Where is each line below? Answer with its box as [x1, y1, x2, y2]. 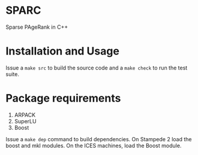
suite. [5, 70, 19, 78]
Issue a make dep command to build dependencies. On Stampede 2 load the [5, 135, 192, 142]
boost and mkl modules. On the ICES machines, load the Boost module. [5, 142, 182, 149]
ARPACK [14, 111, 36, 118]
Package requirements [5, 92, 121, 105]
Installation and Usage [5, 44, 119, 58]
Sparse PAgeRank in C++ [5, 23, 68, 31]
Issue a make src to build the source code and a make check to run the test [5, 64, 188, 71]
